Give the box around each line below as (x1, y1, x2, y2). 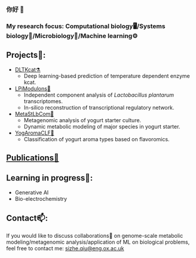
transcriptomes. (23, 97, 63, 105)
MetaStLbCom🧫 (14, 110, 54, 117)
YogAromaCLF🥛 (14, 129, 55, 136)
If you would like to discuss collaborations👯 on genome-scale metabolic (6, 232, 183, 239)
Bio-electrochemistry (14, 195, 68, 202)
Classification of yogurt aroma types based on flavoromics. (23, 135, 170, 142)
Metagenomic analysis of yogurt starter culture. (23, 116, 142, 123)
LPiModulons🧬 (14, 85, 51, 92)
